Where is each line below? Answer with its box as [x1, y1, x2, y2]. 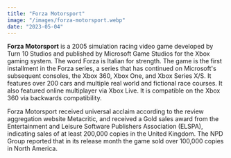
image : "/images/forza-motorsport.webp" [7, 17, 126, 24]
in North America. [7, 144, 58, 153]
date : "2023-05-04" [7, 23, 64, 30]
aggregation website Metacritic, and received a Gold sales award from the [7, 115, 219, 123]
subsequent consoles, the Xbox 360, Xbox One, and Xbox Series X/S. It [7, 72, 212, 80]
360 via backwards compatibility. [7, 94, 102, 102]
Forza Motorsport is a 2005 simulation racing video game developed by [7, 42, 214, 51]
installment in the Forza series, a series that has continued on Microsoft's [7, 64, 216, 73]
